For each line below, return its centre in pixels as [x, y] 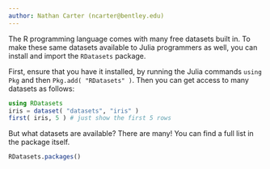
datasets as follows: [42, 89]
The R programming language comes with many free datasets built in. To [129, 39]
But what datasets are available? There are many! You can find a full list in [131, 134]
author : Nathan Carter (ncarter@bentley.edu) [86, 16]
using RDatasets [36, 103]
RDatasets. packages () [45, 157]
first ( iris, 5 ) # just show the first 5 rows [90, 118]
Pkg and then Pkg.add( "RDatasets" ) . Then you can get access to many [129, 80]
